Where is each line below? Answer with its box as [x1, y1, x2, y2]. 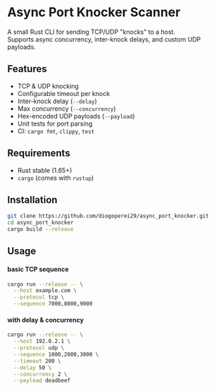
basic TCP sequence [7, 265, 69, 273]
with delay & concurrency [7, 315, 84, 324]
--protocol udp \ [13, 344, 65, 351]
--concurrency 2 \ [13, 371, 68, 378]
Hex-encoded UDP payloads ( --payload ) [17, 112, 135, 120]
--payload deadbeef [13, 377, 71, 385]
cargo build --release [7, 226, 74, 233]
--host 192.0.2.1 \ [13, 338, 71, 345]
